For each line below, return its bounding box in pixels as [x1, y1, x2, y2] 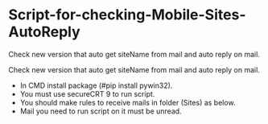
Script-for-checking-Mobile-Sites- [8, 6, 246, 24]
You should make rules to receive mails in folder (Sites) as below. [19, 97, 236, 107]
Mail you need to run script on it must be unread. [19, 106, 183, 116]
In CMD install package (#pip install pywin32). [19, 81, 173, 90]
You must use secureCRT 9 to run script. [19, 89, 155, 98]
